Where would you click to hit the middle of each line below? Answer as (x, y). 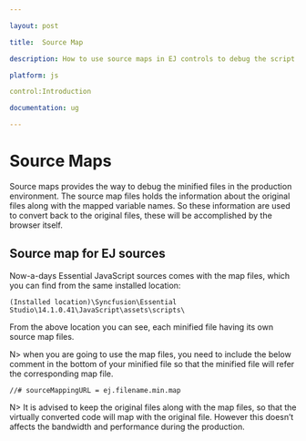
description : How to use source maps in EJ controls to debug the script (153, 59)
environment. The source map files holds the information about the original (150, 196)
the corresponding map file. (61, 374)
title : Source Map (46, 42)
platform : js (34, 75)
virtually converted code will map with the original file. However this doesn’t (152, 416)
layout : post (34, 26)
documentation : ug (44, 108)
